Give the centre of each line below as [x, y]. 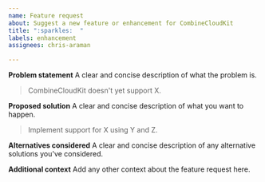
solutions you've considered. [56, 154]
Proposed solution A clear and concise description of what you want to [126, 106]
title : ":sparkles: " [46, 30]
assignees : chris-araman [49, 45]
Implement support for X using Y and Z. [93, 130]
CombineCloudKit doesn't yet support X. [95, 91]
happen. [22, 115]
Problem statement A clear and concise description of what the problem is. [132, 75]
